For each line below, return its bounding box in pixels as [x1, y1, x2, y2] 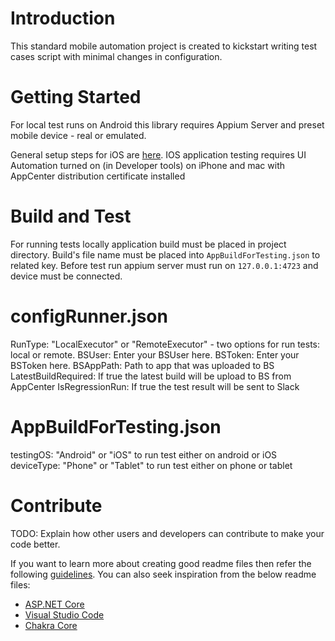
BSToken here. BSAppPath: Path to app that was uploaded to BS [10, 359, 275, 371]
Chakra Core [24, 619, 78, 631]
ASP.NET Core [24, 598, 85, 610]
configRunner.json [10, 305, 168, 327]
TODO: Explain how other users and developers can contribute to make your [10, 527, 325, 539]
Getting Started [10, 86, 142, 109]
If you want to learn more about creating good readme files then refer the [10, 557, 312, 569]
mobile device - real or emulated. [10, 129, 147, 141]
